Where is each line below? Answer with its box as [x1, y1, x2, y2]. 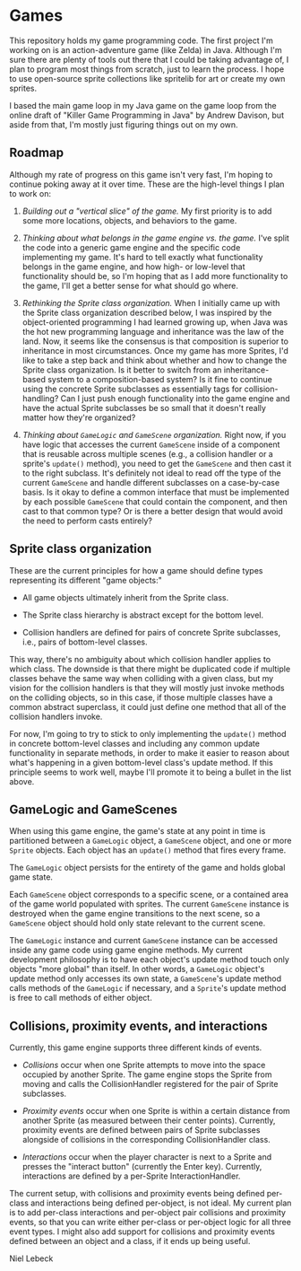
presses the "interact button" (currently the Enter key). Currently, [21, 1161, 262, 1172]
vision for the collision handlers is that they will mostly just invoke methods [9, 682, 285, 693]
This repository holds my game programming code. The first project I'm [9, 35, 273, 46]
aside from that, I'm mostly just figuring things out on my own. [9, 118, 239, 130]
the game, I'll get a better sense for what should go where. [21, 280, 239, 291]
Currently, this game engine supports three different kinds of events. [9, 1042, 262, 1053]
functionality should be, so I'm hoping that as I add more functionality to [21, 270, 288, 281]
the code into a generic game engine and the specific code [21, 241, 241, 252]
